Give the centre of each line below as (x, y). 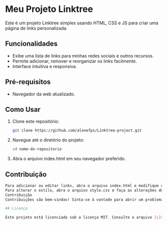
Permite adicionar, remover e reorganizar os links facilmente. (75, 61)
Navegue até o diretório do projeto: (48, 140)
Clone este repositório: (36, 121)
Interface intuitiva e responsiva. (44, 66)
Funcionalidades (32, 44)
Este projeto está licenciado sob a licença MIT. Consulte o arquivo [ (81, 218)
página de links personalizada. (37, 28)
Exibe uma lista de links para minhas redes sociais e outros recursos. (83, 56)
